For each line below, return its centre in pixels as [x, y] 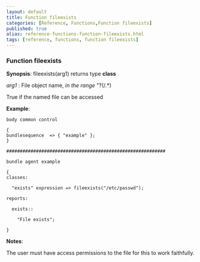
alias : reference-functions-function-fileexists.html [75, 34]
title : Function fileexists [42, 17]
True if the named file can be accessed [55, 97]
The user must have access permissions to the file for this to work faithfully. [100, 253]
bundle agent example [33, 162]
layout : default [27, 12]
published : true [27, 29]
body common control [32, 120]
